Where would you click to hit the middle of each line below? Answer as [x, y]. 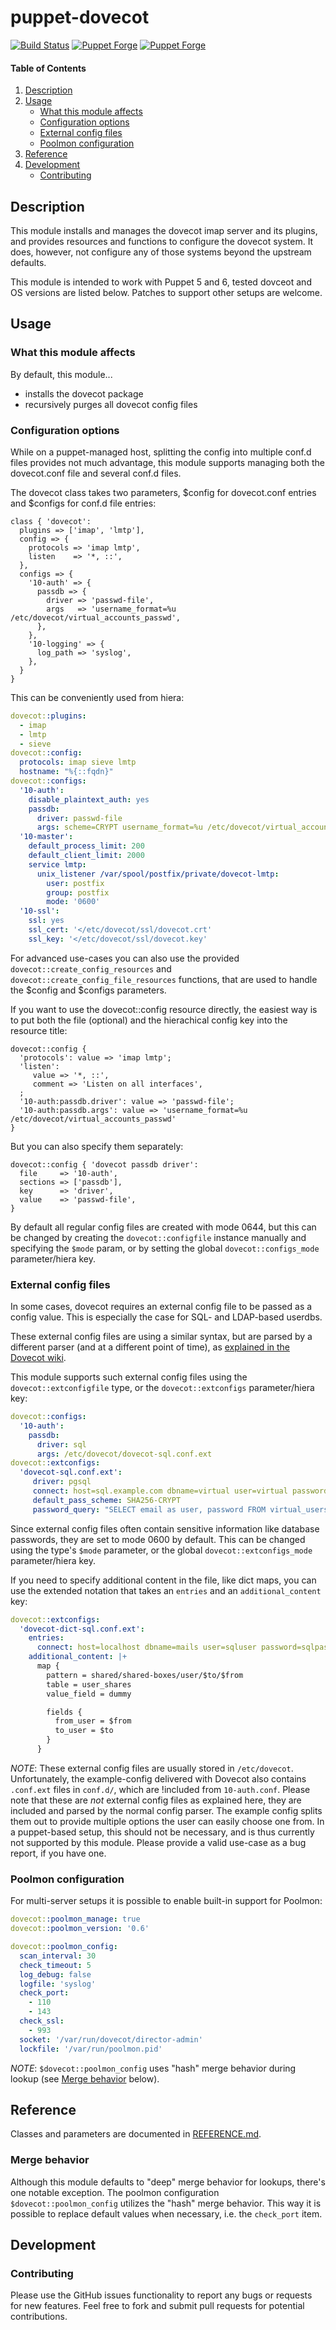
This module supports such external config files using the [129, 1377]
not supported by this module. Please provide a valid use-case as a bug [158, 1842]
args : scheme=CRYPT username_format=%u [119, 827]
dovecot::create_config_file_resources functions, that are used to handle [164, 979]
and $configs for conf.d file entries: [83, 503]
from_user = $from [93, 1721]
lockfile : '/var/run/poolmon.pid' [91, 2049]
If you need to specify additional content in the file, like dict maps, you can [163, 1580]
